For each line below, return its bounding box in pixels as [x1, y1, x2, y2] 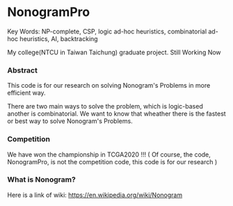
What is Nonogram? [7, 175, 77, 184]
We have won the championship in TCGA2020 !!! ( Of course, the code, [7, 150, 211, 159]
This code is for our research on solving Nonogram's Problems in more [7, 81, 211, 90]
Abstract [7, 65, 38, 75]
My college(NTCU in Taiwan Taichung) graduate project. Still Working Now [7, 48, 221, 56]
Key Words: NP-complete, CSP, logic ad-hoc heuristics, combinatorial [7, 27, 207, 35]
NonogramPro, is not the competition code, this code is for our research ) [7, 157, 218, 166]
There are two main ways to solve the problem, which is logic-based [7, 102, 203, 111]
